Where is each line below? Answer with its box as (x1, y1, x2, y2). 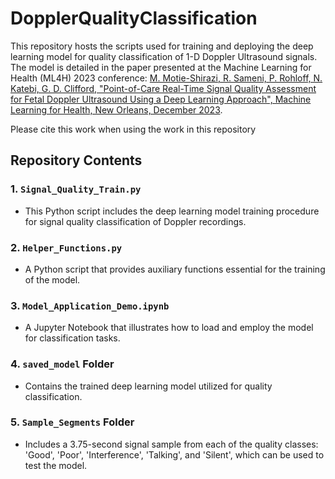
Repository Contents (10, 152, 143, 169)
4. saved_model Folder (10, 357, 115, 371)
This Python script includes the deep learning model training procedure (24, 205, 320, 217)
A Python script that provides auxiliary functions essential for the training (24, 263, 326, 275)
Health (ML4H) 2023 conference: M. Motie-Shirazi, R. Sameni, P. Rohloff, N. (10, 72, 323, 84)
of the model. (24, 273, 81, 286)
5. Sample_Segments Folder (10, 415, 135, 429)
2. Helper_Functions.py (10, 240, 123, 254)
